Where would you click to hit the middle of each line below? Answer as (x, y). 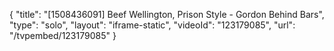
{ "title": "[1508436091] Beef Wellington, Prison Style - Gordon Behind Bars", (167, 14)
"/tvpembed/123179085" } (63, 35)
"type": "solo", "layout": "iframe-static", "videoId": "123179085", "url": (152, 25)
